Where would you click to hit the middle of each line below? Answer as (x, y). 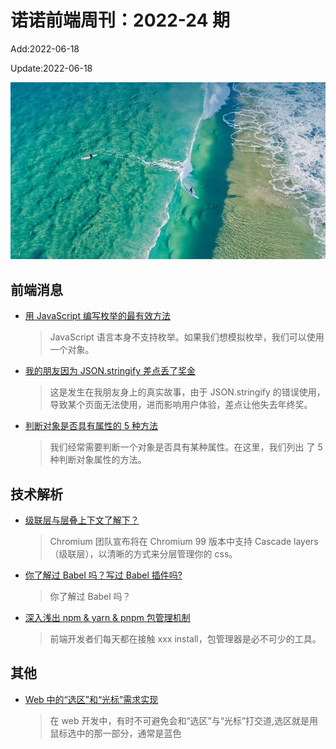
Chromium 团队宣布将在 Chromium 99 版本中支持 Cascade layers (184, 542)
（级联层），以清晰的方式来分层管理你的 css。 (143, 554)
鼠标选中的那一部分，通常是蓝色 (115, 733)
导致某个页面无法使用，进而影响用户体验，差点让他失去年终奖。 (181, 405)
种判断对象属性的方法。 (98, 460)
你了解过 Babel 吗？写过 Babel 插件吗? (103, 575)
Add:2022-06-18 (45, 48)
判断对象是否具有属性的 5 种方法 (91, 426)
